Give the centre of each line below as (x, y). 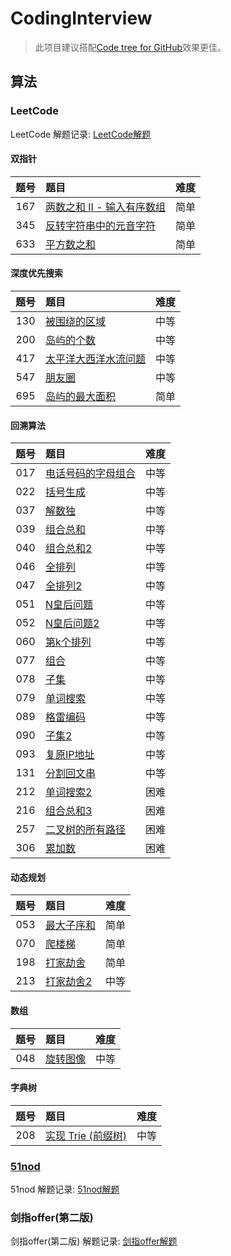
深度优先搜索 (36, 273)
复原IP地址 (70, 755)
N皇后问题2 (72, 624)
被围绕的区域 (76, 322)
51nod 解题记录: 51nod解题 (65, 1189)
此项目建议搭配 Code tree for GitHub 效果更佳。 (130, 47)
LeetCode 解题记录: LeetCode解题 (81, 134)
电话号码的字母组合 (91, 474)
